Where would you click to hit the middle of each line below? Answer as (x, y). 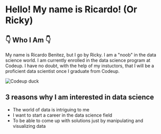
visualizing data (29, 126)
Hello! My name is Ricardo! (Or (71, 9)
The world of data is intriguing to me (51, 109)
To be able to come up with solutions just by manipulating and (78, 120)
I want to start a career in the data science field (62, 115)
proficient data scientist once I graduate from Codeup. (63, 71)
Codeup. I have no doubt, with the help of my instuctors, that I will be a (80, 66)
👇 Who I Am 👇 (28, 40)
